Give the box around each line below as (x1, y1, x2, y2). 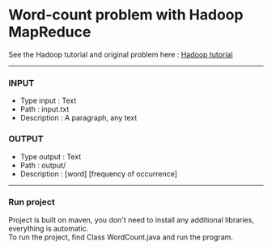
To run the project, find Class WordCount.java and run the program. (8, 232, 233, 242)
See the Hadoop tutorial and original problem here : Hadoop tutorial (8, 49, 233, 59)
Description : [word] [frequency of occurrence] (19, 168, 178, 179)
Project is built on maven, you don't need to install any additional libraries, (8, 214, 255, 224)
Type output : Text (19, 151, 82, 161)
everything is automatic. (8, 223, 89, 233)
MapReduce (8, 23, 91, 41)
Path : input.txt (19, 104, 70, 114)
